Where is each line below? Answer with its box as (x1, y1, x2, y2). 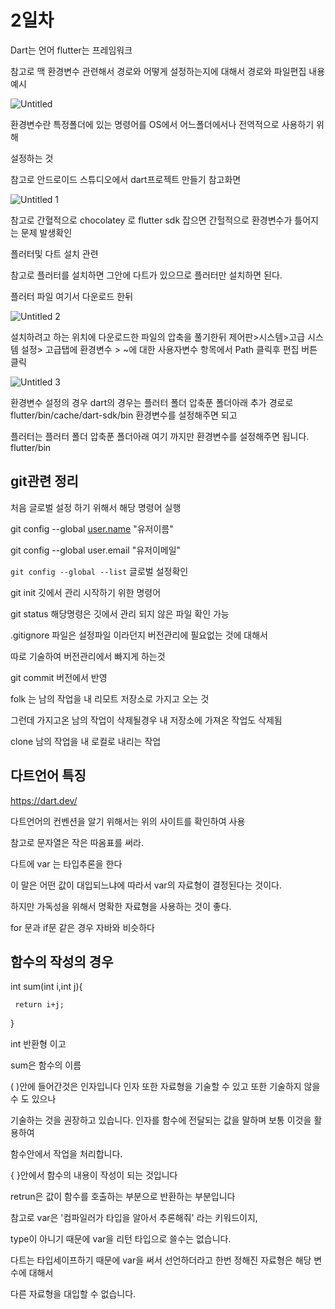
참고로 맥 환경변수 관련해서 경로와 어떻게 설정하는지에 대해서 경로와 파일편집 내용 (10, 65, 326, 77)
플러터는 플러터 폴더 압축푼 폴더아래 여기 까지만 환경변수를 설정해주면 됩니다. (10, 430, 310, 442)
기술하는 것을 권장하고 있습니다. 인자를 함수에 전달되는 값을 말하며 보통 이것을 (10, 1114, 312, 1126)
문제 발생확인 (20, 226, 73, 238)
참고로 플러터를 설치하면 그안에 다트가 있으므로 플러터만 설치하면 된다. (10, 269, 283, 281)
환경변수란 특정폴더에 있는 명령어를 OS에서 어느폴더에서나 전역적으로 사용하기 (10, 118, 315, 130)
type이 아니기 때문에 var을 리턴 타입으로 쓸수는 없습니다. (10, 1233, 232, 1245)
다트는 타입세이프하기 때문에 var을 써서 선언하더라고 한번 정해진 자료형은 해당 (10, 1254, 312, 1266)
